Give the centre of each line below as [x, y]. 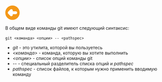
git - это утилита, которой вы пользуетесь [57, 48]
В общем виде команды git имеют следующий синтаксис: [67, 28]
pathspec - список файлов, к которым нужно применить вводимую [85, 69]
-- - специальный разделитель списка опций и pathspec [73, 64]
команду [22, 74]
